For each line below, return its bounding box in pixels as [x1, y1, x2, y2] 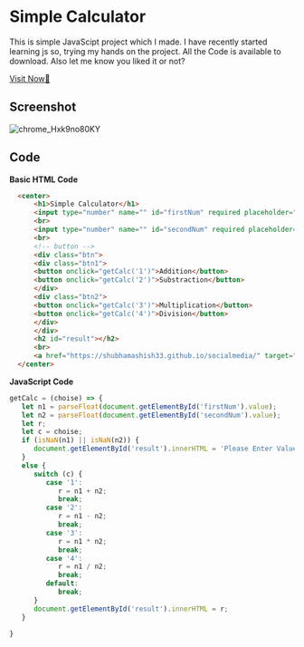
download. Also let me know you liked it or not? [9, 55, 185, 66]
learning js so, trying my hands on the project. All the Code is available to [9, 45, 282, 56]
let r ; [21, 419, 47, 428]
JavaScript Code [9, 376, 74, 387]
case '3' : [45, 528, 83, 537]
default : [45, 579, 79, 588]
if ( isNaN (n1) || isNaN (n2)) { [21, 436, 140, 445]
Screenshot [9, 100, 77, 115]
